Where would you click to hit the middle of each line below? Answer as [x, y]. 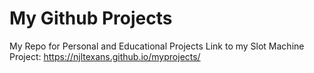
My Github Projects [91, 18]
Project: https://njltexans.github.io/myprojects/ [105, 56]
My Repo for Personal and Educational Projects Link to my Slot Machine [157, 46]
